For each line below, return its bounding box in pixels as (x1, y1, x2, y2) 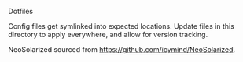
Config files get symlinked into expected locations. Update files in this (8, 22, 234, 30)
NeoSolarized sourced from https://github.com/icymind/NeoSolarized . (8, 45, 236, 53)
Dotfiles (8, 7, 34, 15)
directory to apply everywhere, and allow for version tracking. (8, 30, 208, 39)
